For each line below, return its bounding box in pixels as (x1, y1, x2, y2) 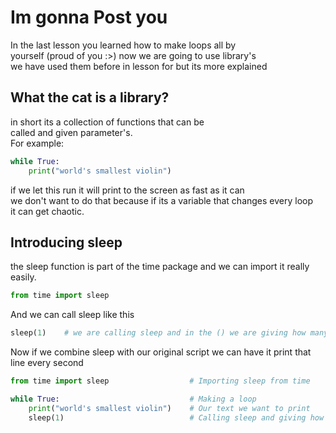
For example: (10, 137, 65, 149)
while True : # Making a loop (10, 394, 257, 404)
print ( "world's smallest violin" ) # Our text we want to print (28, 403, 311, 413)
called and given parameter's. (10, 126, 133, 138)
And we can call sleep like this (10, 309, 135, 321)
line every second (10, 357, 84, 369)
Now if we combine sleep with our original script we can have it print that (10, 346, 312, 358)
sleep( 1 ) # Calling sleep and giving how (28, 412, 325, 423)
